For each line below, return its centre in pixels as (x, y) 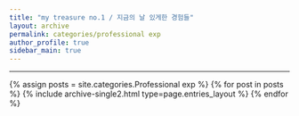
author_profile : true (49, 42)
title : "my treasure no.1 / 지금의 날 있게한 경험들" (101, 17)
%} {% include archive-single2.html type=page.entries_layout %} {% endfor (149, 94)
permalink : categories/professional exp (85, 34)
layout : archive (39, 26)
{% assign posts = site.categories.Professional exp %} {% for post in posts (146, 85)
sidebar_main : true (45, 51)
